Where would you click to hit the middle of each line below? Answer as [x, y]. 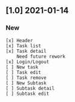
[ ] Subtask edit [28, 93]
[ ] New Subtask [26, 83]
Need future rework [41, 56]
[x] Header [19, 40]
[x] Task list [24, 46]
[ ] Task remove [26, 78]
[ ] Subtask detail [30, 88]
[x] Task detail [26, 51]
